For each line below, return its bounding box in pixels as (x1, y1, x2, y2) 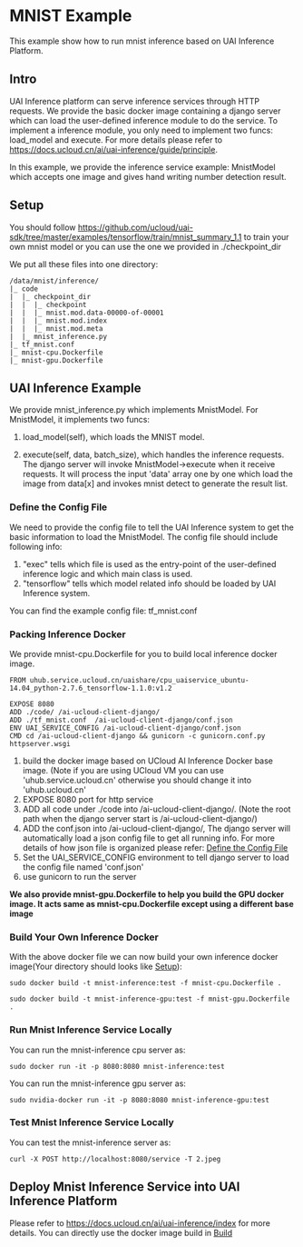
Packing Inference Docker (9, 628, 126, 641)
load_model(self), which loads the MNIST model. (22, 432, 205, 443)
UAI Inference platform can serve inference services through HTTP (9, 95, 260, 106)
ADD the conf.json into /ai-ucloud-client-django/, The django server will (22, 823, 291, 833)
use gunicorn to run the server (22, 871, 137, 882)
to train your (243, 231, 289, 242)
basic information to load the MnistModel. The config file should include (9, 531, 279, 542)
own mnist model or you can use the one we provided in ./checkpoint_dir (9, 241, 282, 252)
